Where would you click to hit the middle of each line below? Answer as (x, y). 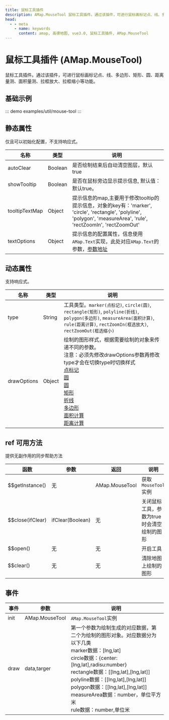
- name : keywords (32, 29)
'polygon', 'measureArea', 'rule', (110, 218)
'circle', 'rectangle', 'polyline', (107, 212)
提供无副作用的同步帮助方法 (34, 456)
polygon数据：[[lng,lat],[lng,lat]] (109, 687)
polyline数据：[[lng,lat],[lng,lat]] (109, 679)
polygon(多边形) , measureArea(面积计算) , (109, 318)
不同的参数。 (84, 348)
